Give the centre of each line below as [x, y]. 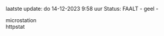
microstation [21, 20]
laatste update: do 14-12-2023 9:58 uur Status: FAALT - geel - [82, 9]
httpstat [15, 27]
